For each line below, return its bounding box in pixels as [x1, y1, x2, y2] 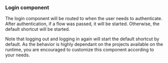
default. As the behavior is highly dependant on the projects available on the [5, 41, 163, 47]
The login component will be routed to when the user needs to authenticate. [5, 16, 162, 22]
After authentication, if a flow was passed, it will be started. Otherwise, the [5, 21, 160, 27]
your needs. [5, 52, 30, 58]
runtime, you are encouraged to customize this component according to [5, 47, 154, 53]
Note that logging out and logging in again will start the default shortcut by [5, 36, 159, 42]
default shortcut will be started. [5, 26, 70, 32]
